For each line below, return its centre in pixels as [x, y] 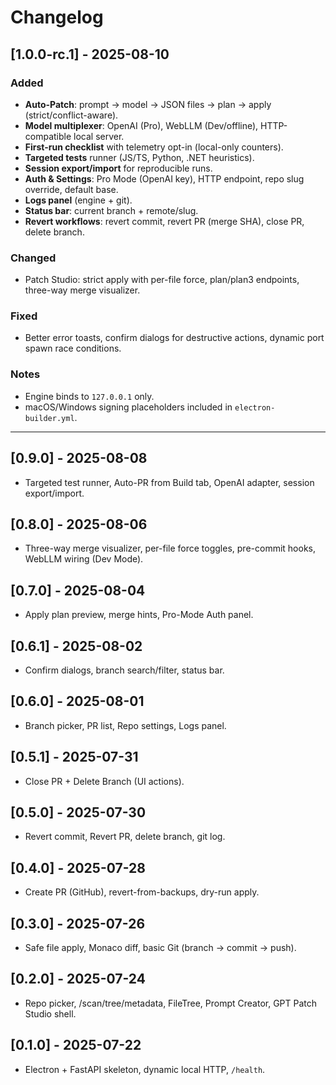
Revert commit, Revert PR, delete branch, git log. [125, 837]
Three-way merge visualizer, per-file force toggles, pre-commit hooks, [170, 548]
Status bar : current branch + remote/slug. [111, 210]
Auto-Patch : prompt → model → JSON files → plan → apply [148, 104]
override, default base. [71, 189]
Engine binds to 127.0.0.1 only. [89, 396]
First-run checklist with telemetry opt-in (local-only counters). [154, 147]
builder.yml [49, 418]
